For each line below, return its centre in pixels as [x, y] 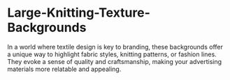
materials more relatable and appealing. [64, 69]
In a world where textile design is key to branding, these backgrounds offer [115, 47]
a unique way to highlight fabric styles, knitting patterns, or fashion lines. [112, 54]
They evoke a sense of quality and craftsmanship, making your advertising [115, 61]
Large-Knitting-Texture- [79, 13]
